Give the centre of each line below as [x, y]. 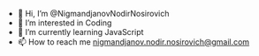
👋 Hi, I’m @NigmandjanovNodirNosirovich [93, 14]
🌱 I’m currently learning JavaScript [80, 32]
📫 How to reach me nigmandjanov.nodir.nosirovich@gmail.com [133, 42]
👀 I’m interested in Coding [65, 23]
